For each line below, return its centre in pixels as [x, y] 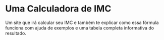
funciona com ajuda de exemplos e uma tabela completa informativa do [80, 27]
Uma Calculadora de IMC [58, 9]
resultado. [16, 33]
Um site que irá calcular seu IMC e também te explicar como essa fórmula [82, 22]
